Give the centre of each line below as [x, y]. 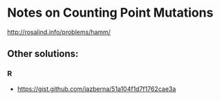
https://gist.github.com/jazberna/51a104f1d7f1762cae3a [97, 89]
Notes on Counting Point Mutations [110, 13]
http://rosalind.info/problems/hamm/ [59, 32]
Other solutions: [43, 54]
